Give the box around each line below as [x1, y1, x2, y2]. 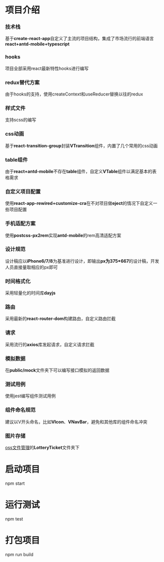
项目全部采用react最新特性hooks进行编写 [5, 65, 89, 71]
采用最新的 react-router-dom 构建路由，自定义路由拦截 [5, 316, 116, 322]
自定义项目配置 [5, 188, 41, 195]
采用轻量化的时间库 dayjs [5, 290, 56, 296]
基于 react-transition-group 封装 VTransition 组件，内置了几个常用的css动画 [5, 142, 158, 148]
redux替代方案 [5, 79, 40, 86]
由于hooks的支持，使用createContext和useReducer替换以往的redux [5, 91, 143, 97]
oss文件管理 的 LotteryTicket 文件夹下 [5, 444, 80, 450]
